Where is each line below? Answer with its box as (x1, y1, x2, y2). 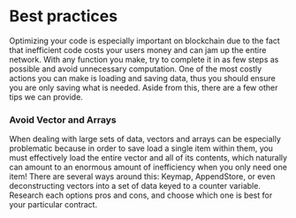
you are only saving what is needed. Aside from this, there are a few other (9, 82, 278, 93)
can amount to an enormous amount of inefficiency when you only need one (9, 162, 287, 173)
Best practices (9, 6, 118, 26)
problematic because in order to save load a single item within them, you (9, 143, 274, 154)
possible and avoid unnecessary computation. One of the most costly (9, 64, 262, 74)
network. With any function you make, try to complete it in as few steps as (9, 54, 279, 64)
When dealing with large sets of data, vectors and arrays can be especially (9, 134, 281, 145)
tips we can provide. (9, 91, 84, 102)
